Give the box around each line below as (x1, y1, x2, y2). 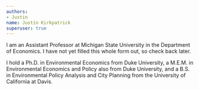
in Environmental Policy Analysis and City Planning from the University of (6, 72, 186, 79)
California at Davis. (6, 78, 53, 85)
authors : (6, 8, 28, 15)
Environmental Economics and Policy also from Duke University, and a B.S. (6, 66, 190, 73)
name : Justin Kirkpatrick (6, 20, 71, 25)
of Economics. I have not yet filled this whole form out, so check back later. (6, 48, 191, 55)
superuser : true (6, 25, 47, 31)
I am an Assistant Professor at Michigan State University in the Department (6, 41, 191, 49)
